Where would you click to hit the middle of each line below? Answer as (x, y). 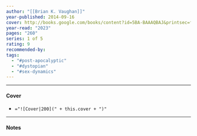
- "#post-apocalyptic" (39, 60)
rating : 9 (18, 45)
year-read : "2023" (28, 28)
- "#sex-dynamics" (34, 72)
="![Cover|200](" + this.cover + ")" (61, 109)
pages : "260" (22, 33)
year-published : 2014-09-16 (40, 17)
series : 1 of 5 (25, 39)
